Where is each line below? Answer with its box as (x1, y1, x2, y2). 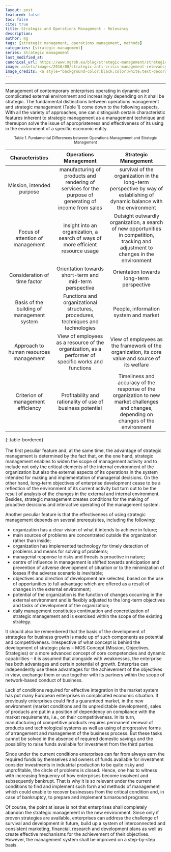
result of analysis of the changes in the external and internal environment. (5, 491, 160, 497)
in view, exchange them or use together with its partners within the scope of (5, 672, 165, 677)
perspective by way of (109, 185, 163, 192)
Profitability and (61, 392, 99, 399)
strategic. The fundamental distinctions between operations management (5, 99, 159, 104)
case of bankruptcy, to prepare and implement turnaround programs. (5, 794, 150, 800)
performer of (65, 352, 96, 359)
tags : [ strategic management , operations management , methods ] (5, 41, 142, 46)
